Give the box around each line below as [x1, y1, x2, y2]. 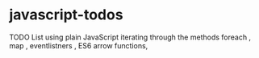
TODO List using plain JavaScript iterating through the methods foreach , [9, 32, 252, 42]
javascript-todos [9, 6, 123, 24]
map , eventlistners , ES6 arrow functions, [9, 40, 148, 50]
